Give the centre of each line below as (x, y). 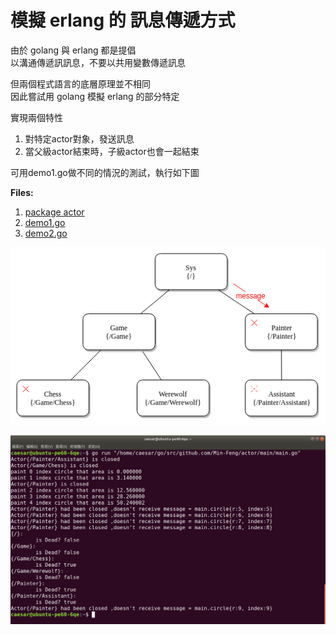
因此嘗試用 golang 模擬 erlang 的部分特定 (95, 96)
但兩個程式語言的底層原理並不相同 (80, 83)
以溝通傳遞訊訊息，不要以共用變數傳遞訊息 (98, 62)
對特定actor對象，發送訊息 (79, 138)
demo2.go (46, 233)
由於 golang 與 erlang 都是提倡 (73, 50)
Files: (22, 192)
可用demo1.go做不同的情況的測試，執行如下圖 (105, 172)
